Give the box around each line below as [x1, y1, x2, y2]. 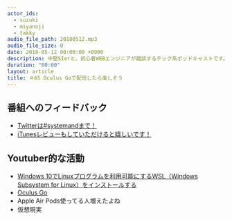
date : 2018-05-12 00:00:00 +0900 [7, 49, 104, 56]
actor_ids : [7, 10, 39, 17]
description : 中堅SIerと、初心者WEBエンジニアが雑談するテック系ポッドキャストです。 [7, 55, 229, 62]
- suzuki [13, 17, 39, 24]
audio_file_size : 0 [7, 42, 64, 49]
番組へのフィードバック [7, 102, 107, 113]
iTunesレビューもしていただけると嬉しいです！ [17, 130, 152, 138]
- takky [13, 29, 36, 37]
